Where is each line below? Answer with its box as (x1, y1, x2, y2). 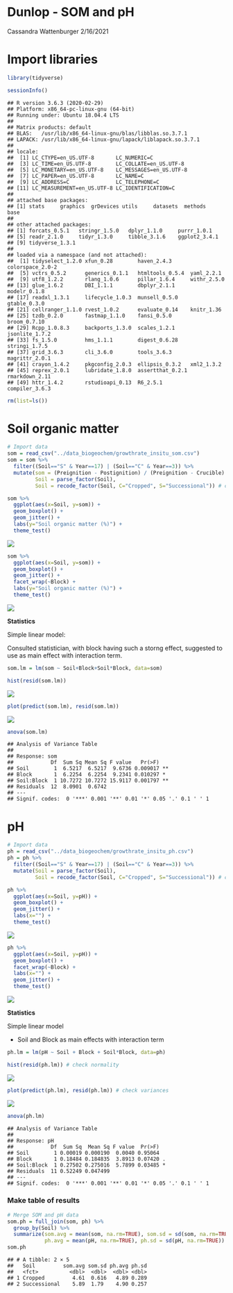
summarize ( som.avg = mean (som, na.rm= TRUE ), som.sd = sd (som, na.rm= (13, 1231, 218, 1238)
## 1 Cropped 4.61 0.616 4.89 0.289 (7, 1275, 148, 1282)
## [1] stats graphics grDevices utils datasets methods (7, 203, 207, 210)
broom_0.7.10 (7, 318, 45, 325)
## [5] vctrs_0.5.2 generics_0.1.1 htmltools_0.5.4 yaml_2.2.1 (7, 269, 222, 276)
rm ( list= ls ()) (7, 397, 49, 404)
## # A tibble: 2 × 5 (7, 1256, 70, 1264)
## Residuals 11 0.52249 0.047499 (7, 1167, 110, 1174)
